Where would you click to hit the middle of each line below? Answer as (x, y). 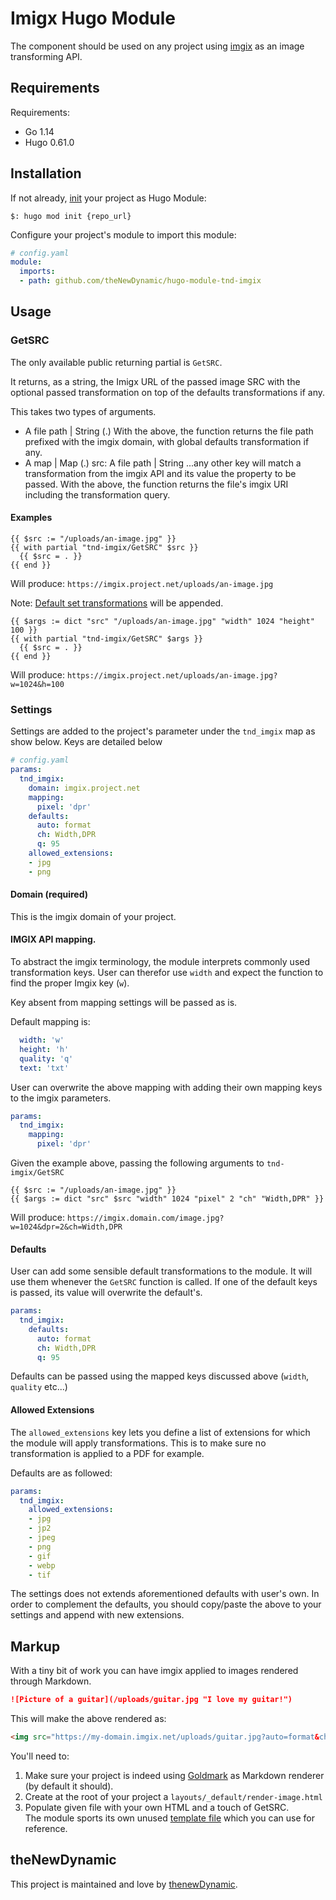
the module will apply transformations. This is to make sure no (138, 1443)
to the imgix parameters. (61, 1098)
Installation (46, 173)
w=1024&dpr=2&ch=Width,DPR (66, 1227)
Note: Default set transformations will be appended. (117, 603)
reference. (46, 1828)
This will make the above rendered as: (88, 1719)
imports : (37, 272)
